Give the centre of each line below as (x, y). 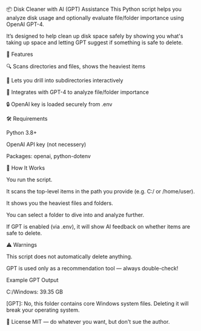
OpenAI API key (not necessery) (46, 144)
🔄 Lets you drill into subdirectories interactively (65, 80)
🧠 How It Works (26, 168)
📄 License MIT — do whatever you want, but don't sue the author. (88, 322)
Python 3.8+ (22, 132)
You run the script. (29, 179)
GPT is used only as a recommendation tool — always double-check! (92, 268)
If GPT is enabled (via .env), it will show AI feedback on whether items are (98, 226)
